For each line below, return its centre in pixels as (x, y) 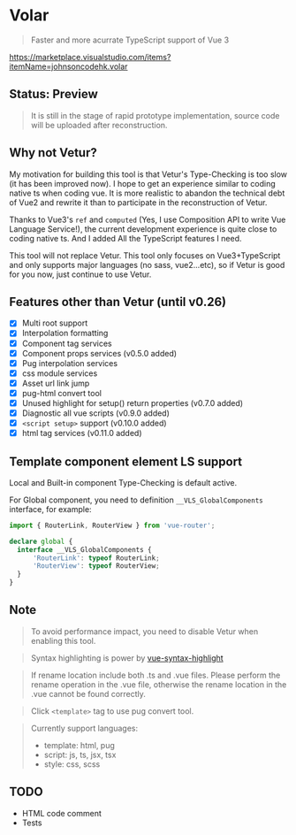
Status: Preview (54, 94)
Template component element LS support (126, 461)
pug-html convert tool (61, 393)
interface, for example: (50, 509)
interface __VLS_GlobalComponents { (84, 549)
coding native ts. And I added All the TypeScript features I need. (125, 238)
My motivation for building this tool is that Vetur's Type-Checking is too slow (148, 174)
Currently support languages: (84, 728)
